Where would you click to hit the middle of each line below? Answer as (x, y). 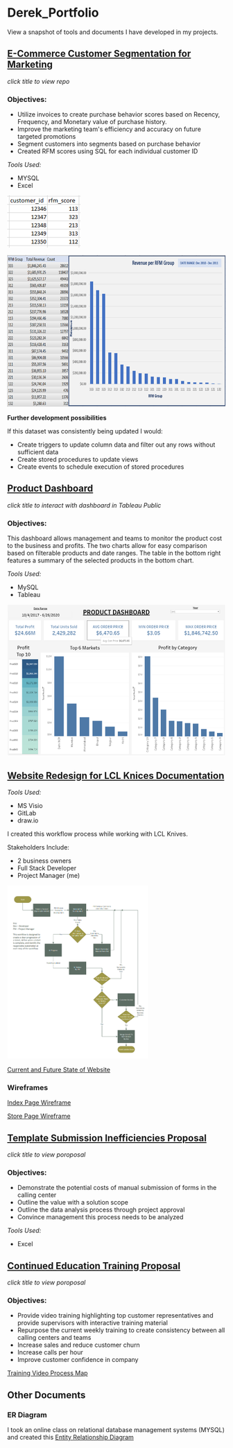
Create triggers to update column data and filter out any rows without (116, 445)
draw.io (28, 820)
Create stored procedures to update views (78, 460)
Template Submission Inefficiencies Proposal (107, 1138)
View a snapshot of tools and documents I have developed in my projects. (113, 32)
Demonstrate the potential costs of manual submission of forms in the (117, 1188)
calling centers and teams (54, 1338)
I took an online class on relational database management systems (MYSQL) (116, 1430)
